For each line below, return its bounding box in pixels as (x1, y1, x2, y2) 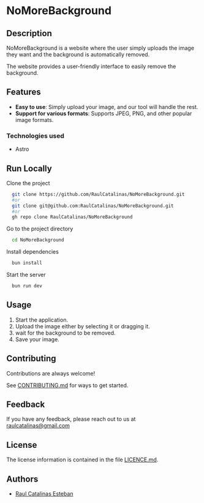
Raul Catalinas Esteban (15, 490, 74, 497)
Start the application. (15, 316, 69, 323)
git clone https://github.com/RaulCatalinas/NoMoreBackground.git (12, 191, 185, 197)
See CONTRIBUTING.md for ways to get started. (6, 381, 129, 389)
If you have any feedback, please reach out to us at (6, 415, 136, 423)
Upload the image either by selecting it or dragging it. (15, 322, 150, 330)
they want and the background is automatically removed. (6, 51, 150, 58)
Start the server (6, 271, 46, 279)
